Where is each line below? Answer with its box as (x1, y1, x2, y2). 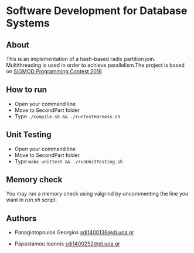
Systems (6, 16, 50, 30)
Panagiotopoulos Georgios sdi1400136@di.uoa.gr (14, 229, 134, 236)
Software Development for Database (6, 4, 188, 18)
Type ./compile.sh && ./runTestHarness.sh (14, 112, 121, 119)
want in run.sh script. (6, 196, 57, 203)
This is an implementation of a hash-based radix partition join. (6, 56, 156, 62)
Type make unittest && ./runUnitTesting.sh (14, 158, 123, 165)
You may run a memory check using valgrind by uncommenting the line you (6, 190, 189, 197)
